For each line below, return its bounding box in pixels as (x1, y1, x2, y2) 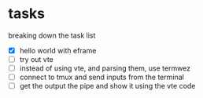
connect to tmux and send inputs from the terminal (19, 72, 185, 82)
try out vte (19, 55, 54, 64)
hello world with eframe (19, 45, 97, 55)
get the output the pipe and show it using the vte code (19, 82, 196, 91)
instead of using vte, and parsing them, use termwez (19, 64, 191, 73)
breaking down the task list (8, 31, 96, 40)
